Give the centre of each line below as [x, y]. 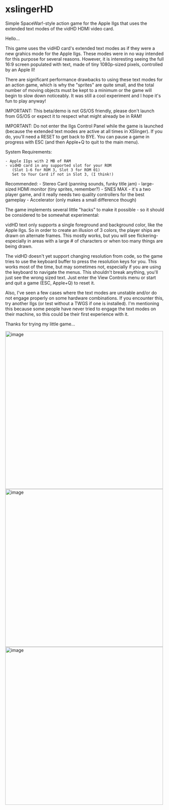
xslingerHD [29, 9]
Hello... [13, 38]
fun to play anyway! [26, 101]
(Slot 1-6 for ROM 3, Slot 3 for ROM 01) [56, 170]
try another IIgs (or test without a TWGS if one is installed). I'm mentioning [82, 303]
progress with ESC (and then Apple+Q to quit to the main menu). [72, 142]
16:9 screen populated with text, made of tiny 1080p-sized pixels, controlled [84, 64]
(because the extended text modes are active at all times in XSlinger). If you [84, 131]
